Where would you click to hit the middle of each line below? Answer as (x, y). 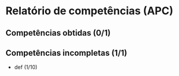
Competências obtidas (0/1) (58, 33)
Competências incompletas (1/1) (66, 53)
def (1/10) (26, 67)
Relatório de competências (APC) (89, 11)
